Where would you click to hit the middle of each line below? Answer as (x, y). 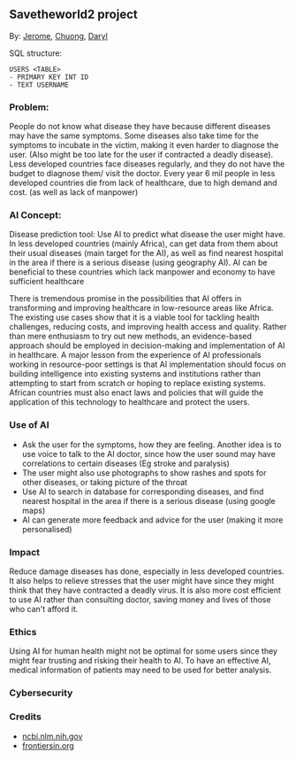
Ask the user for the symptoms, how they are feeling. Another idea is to (152, 444)
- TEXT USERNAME (39, 85)
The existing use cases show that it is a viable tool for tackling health (134, 317)
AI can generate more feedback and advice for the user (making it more (152, 520)
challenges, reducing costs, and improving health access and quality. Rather (148, 327)
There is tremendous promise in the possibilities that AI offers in (125, 299)
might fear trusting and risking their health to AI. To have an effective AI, (140, 661)
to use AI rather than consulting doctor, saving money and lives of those (140, 600)
